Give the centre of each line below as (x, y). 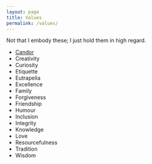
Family (23, 91)
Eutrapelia (28, 78)
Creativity (27, 59)
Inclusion (26, 117)
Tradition (26, 149)
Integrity (26, 123)
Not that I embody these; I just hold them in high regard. (76, 41)
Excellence (29, 84)
